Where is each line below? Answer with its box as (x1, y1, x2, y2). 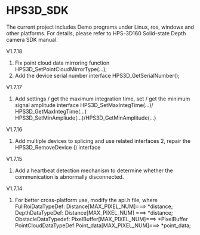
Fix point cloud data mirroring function (14, 59, 110, 66)
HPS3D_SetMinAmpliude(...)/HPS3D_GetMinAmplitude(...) (14, 114, 156, 121)
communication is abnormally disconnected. (14, 173, 124, 180)
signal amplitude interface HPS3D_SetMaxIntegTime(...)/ (14, 101, 153, 108)
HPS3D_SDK (6, 4, 69, 17)
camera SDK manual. (6, 36, 58, 43)
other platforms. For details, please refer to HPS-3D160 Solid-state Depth (6, 29, 186, 36)
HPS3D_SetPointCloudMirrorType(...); (14, 65, 107, 72)
